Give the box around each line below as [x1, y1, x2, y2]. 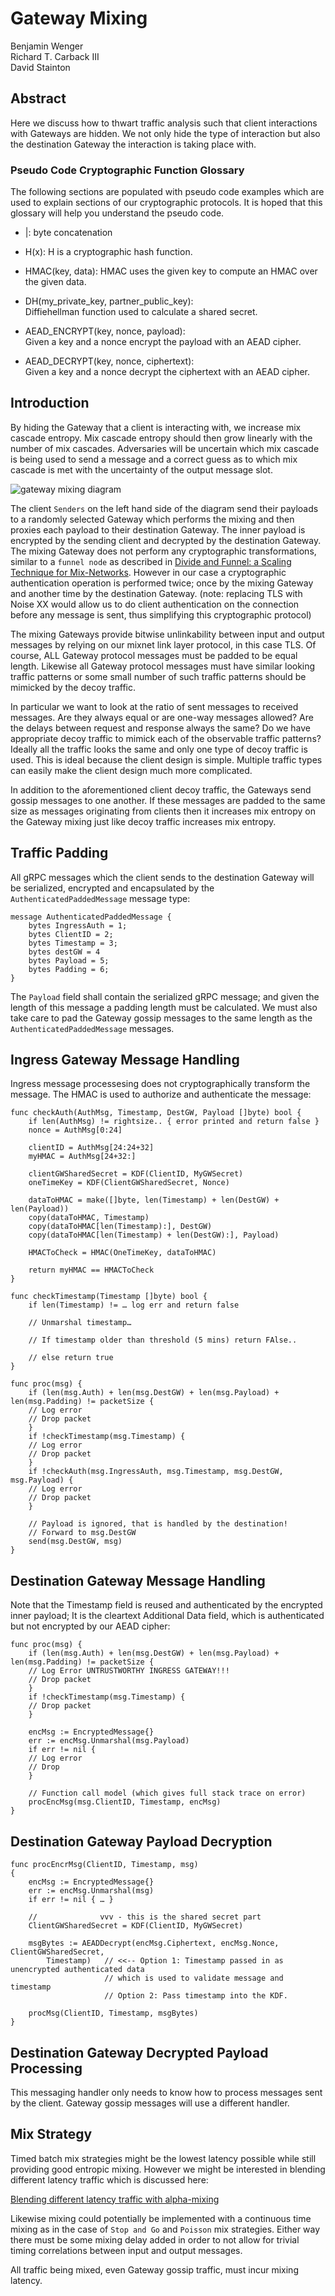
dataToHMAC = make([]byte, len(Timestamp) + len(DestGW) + [28, 1195, 280, 1206]
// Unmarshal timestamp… [28, 1318, 132, 1328]
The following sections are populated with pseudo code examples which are [10, 186, 325, 198]
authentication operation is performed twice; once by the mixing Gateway [10, 577, 314, 589]
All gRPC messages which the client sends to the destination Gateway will [10, 871, 315, 883]
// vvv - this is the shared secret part [28, 1912, 262, 1922]
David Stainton [10, 61, 71, 73]
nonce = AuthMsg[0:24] [28, 1125, 123, 1136]
